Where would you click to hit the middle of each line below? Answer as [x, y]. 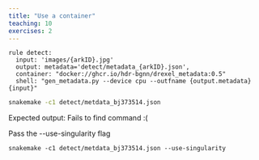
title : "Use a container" [52, 16]
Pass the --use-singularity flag [59, 133]
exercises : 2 [30, 31]
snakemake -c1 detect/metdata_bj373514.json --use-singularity [117, 149]
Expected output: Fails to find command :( [78, 118]
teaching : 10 [30, 23]
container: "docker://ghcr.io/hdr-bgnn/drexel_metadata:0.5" [121, 74]
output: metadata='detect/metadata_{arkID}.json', [103, 67]
